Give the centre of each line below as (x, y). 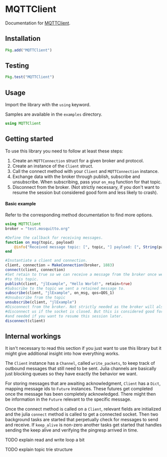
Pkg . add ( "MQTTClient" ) (29, 50)
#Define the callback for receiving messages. (54, 238)
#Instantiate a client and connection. (46, 261)
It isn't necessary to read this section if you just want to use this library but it (83, 348)
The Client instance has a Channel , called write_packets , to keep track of (80, 363)
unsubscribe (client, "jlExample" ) (41, 303)
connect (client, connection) (35, 270)
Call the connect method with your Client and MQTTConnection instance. (85, 171)
